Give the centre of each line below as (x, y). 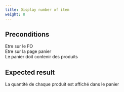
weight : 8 (15, 14)
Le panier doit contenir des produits (41, 57)
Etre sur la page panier (28, 51)
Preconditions (27, 34)
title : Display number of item (37, 10)
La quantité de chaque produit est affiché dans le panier (62, 84)
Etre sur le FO (19, 46)
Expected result (30, 72)
